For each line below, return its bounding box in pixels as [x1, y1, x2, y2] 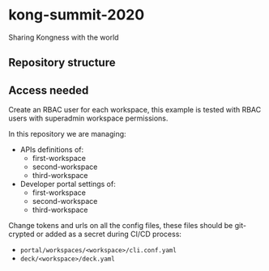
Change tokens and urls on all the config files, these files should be [8, 221, 233, 231]
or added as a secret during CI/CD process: [36, 229, 182, 239]
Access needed [8, 83, 89, 97]
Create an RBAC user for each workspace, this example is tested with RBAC [8, 105, 262, 115]
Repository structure [8, 56, 116, 70]
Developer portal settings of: [19, 180, 116, 189]
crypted [8, 229, 35, 239]
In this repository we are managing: [8, 129, 127, 139]
